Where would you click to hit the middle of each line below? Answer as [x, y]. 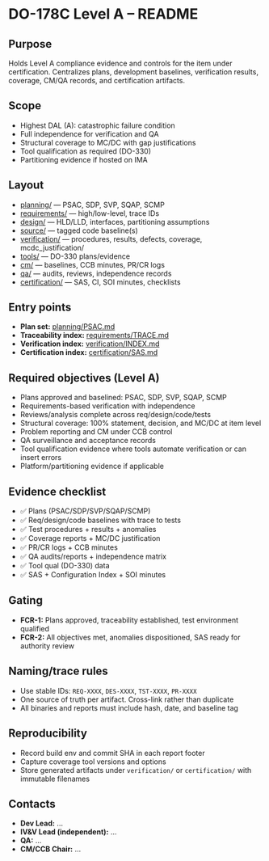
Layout [26, 186]
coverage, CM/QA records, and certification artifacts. [97, 80]
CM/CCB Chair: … [50, 849]
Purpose [30, 44]
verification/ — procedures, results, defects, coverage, [111, 238]
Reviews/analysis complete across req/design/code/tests [116, 415]
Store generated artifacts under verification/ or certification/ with [136, 770]
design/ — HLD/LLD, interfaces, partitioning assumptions [115, 222]
